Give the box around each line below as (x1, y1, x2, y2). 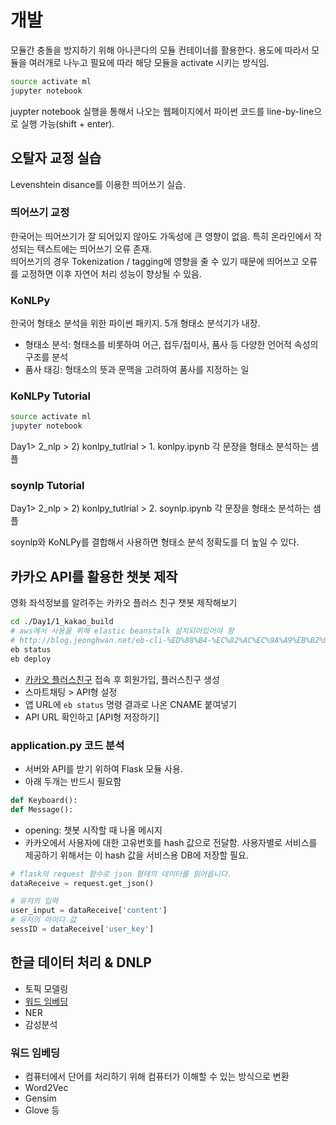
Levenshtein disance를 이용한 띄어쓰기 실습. (10, 178, 186, 190)
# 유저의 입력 (10, 896, 59, 906)
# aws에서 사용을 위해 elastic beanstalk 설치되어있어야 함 (10, 626, 235, 636)
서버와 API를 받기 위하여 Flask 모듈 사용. (24, 762, 183, 775)
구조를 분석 (24, 351, 69, 363)
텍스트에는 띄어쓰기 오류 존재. (36, 242, 152, 255)
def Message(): (10, 804, 74, 815)
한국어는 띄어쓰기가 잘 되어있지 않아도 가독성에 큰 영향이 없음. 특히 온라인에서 (10, 230, 312, 242)
